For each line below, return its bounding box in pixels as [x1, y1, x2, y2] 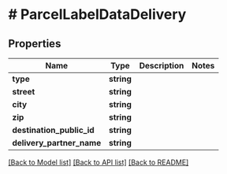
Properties [8, 37, 61, 50]
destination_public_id [12, 124, 95, 135]
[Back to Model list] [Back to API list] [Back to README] [8, 157, 189, 167]
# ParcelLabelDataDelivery [8, 6, 187, 24]
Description [139, 61, 184, 71]
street [12, 87, 35, 97]
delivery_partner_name [12, 138, 102, 148]
